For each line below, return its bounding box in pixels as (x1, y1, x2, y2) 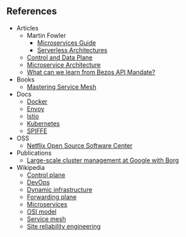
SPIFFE (26, 126, 48, 135)
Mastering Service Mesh (26, 82, 97, 91)
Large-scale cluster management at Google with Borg (26, 155, 180, 164)
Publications (16, 149, 52, 157)
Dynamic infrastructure (26, 185, 92, 193)
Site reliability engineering (26, 222, 101, 230)
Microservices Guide (37, 38, 96, 47)
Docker (26, 97, 48, 106)
